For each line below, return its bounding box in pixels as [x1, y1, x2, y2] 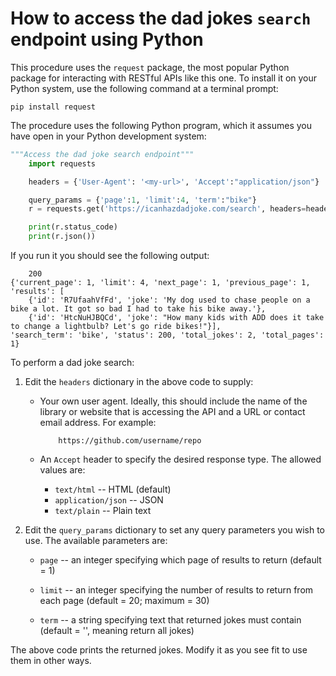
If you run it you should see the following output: [10, 250, 210, 262]
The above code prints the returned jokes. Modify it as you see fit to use [10, 644, 308, 656]
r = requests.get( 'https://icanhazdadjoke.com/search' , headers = [28, 204, 307, 214]
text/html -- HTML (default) [54, 483, 172, 496]
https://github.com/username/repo [58, 436, 202, 446]
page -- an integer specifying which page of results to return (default [39, 554, 322, 566]
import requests [28, 158, 97, 169]
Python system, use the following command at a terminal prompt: [10, 82, 279, 94]
